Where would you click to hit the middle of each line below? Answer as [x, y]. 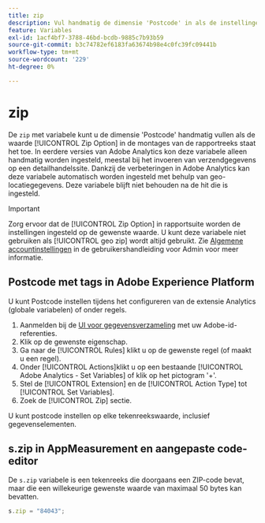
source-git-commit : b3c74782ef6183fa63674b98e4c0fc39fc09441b [112, 45]
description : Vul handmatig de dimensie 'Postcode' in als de [112, 23]
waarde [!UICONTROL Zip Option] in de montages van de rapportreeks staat [132, 143]
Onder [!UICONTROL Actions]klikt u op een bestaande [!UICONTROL [131, 367]
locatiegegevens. [36, 185]
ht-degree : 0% [32, 67]
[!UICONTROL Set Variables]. [67, 392]
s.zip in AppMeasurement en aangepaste [112, 448]
